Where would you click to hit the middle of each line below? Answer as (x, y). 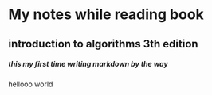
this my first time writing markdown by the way (88, 64)
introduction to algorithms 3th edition (103, 44)
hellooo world (31, 84)
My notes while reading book (106, 15)
